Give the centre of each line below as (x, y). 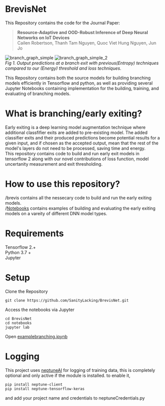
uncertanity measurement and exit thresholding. (54, 164)
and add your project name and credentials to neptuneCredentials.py (75, 398)
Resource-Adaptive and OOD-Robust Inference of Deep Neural (82, 32)
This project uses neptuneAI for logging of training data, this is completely (80, 370)
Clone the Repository (27, 291)
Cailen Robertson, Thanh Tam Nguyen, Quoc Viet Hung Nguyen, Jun (87, 43)
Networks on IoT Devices (43, 38)
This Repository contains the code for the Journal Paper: (63, 23)
